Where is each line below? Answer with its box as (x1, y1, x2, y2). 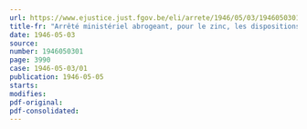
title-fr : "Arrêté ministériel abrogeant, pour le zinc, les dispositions (9, 22, 301, 31)
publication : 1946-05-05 (9, 73, 104, 82)
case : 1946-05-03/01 (9, 64, 89, 74)
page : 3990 (9, 55, 51, 64)
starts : (9, 81, 39, 90)
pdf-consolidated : (9, 106, 79, 115)
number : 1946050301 (9, 47, 84, 56)
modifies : (9, 89, 48, 98)
